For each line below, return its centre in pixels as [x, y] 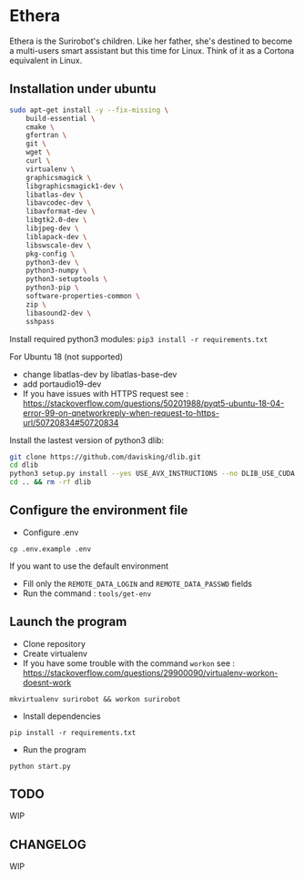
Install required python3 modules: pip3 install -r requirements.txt [139, 338]
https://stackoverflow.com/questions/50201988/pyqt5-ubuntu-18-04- [153, 403]
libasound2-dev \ [59, 313]
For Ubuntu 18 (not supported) [66, 357]
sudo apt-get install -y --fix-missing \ [89, 110]
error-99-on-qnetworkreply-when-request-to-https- [121, 413]
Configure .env [51, 532]
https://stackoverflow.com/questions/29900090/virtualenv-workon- [150, 672]
